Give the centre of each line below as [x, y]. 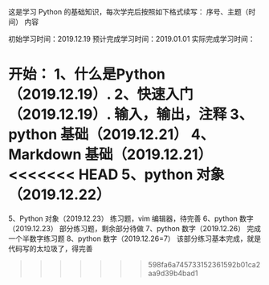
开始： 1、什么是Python [87, 74]
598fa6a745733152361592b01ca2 [204, 264]
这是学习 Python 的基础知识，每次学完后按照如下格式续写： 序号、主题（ [128, 12]
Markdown [45, 155]
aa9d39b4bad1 [173, 273]
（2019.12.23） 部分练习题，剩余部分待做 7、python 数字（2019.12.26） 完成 [134, 228]
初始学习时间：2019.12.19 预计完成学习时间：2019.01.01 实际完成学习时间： [132, 39]
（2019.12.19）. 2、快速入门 [101, 94]
